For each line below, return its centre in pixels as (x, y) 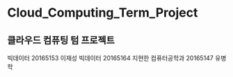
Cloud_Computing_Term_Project (103, 13)
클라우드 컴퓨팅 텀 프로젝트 (61, 40)
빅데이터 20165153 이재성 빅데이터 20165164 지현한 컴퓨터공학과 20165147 (111, 58)
